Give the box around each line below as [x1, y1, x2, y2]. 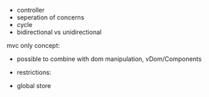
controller [16, 6, 45, 14]
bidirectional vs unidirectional [16, 28, 102, 36]
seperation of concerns [16, 13, 85, 21]
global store [16, 82, 52, 89]
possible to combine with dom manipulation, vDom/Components [16, 55, 202, 63]
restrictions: [16, 69, 52, 76]
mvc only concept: [6, 42, 60, 49]
